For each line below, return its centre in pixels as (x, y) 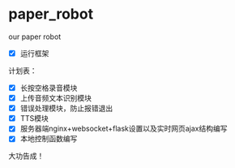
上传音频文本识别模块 (56, 98)
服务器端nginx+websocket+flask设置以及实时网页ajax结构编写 (124, 129)
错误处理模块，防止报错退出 (66, 108)
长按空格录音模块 (49, 88)
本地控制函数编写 (49, 139)
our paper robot (35, 37)
